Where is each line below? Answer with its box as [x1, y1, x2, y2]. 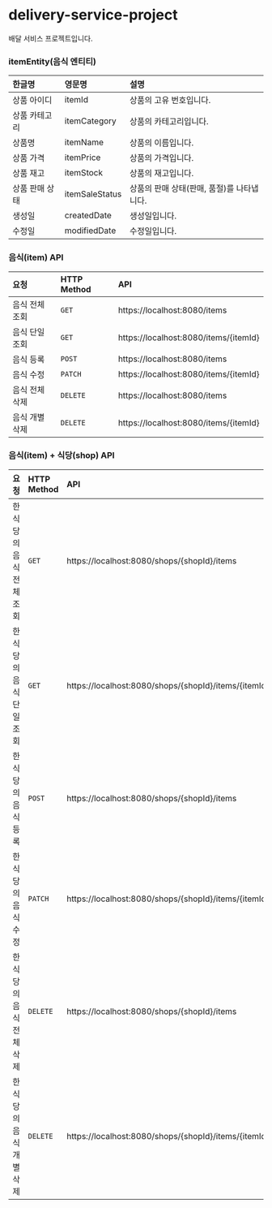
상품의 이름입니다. [129, 137, 194, 149]
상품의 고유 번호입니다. [129, 95, 211, 106]
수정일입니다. [129, 226, 177, 237]
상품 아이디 [12, 95, 53, 106]
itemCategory [64, 115, 117, 127]
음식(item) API [8, 252, 64, 263]
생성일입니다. [129, 210, 177, 222]
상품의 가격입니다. [129, 153, 194, 164]
